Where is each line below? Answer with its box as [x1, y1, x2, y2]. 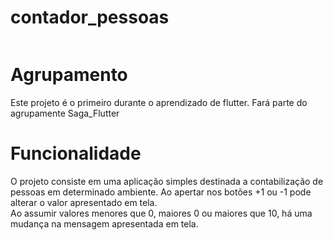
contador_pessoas [10, 6, 170, 29]
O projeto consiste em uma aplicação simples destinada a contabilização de [10, 175, 324, 187]
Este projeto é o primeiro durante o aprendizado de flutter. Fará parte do [10, 96, 308, 108]
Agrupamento [10, 64, 128, 86]
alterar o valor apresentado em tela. [10, 196, 158, 208]
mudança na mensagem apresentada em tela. [10, 217, 199, 230]
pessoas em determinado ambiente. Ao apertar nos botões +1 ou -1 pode [10, 186, 312, 198]
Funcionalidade [10, 142, 142, 165]
